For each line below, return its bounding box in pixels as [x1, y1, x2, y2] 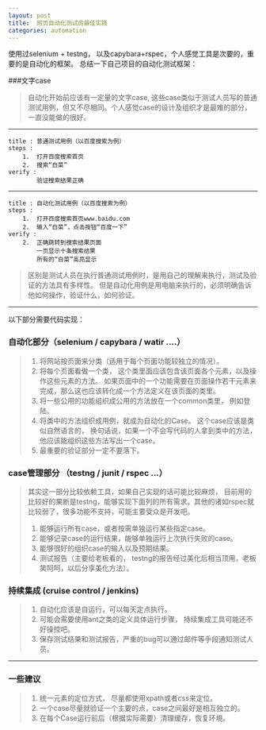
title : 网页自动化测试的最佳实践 [8, 19, 108, 27]
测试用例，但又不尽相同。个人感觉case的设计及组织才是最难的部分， [27, 102, 252, 112]
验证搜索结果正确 [36, 176, 85, 185]
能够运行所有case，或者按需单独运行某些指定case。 [39, 523, 210, 533]
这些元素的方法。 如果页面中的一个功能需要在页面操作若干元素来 [46, 376, 257, 385]
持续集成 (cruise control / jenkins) [8, 585, 139, 596]
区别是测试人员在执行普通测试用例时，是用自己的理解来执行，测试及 [27, 271, 250, 280]
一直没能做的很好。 [27, 113, 91, 122]
